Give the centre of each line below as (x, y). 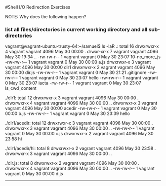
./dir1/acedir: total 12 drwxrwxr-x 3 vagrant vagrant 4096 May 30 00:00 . (79, 123)
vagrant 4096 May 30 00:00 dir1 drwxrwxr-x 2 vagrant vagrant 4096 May (80, 67)
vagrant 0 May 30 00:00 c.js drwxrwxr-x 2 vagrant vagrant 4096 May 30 (80, 134)
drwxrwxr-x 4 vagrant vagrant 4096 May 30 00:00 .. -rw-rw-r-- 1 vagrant (80, 168)
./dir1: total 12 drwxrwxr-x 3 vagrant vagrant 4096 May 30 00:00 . (72, 98)
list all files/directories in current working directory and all (76, 29)
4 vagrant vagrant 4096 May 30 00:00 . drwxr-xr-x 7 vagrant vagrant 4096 (82, 52)
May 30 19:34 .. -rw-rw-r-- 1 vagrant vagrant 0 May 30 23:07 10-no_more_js (83, 57)
